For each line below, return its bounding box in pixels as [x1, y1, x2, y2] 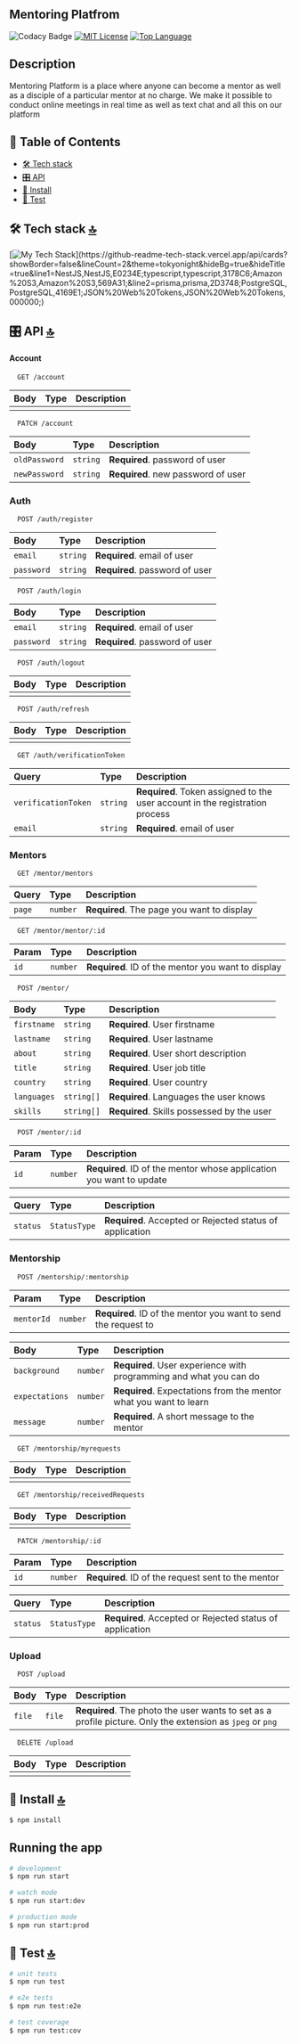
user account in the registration [136, 797, 267, 809]
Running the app [9, 1840, 102, 1856]
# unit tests [9, 1969, 58, 1978]
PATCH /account [17, 419, 74, 428]
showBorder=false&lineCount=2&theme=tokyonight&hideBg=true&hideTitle [9, 258, 286, 270]
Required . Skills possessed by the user [109, 1105, 272, 1117]
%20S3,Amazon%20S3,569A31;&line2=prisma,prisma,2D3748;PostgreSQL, [9, 278, 287, 289]
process [136, 808, 171, 821]
